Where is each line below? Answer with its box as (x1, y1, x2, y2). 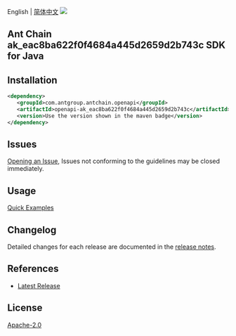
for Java (7, 50, 44, 63)
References (7, 263, 59, 275)
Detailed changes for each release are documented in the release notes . (7, 243, 216, 251)
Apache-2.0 (7, 321, 42, 329)
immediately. (7, 164, 44, 173)
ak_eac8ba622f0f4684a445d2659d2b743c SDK (7, 39, 226, 51)
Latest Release (17, 281, 61, 290)
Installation (7, 74, 58, 86)
